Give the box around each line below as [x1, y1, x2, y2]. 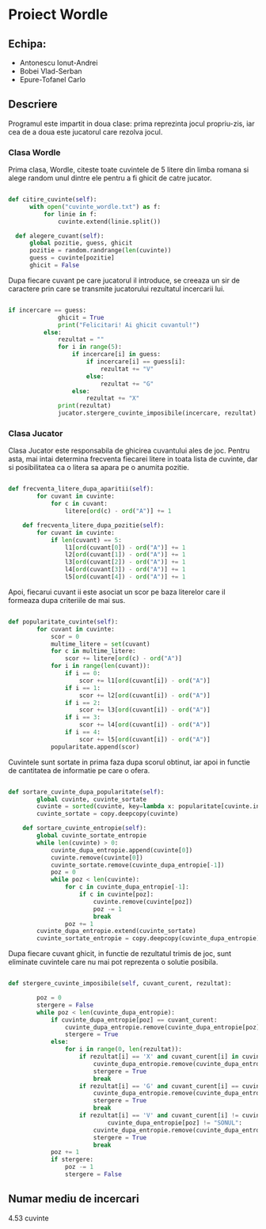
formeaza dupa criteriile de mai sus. [8, 595, 126, 605]
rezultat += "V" [100, 365, 154, 373]
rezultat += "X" [85, 394, 140, 403]
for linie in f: [43, 210, 97, 218]
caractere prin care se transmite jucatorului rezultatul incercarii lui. [8, 283, 226, 294]
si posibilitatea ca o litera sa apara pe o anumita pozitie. [8, 463, 190, 472]
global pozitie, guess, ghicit [28, 239, 133, 247]
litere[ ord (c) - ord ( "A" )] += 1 [64, 507, 172, 515]
